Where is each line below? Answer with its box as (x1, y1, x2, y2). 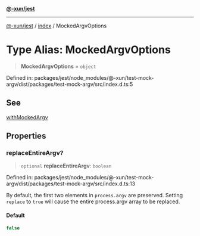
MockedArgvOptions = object (20, 63, 96, 70)
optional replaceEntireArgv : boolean (20, 162, 112, 169)
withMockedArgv (6, 113, 48, 121)
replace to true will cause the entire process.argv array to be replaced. (6, 198, 180, 205)
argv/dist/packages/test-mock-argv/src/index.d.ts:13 (6, 180, 136, 187)
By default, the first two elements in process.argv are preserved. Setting (6, 192, 183, 199)
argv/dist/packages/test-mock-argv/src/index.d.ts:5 (6, 80, 133, 88)
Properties (6, 131, 46, 141)
